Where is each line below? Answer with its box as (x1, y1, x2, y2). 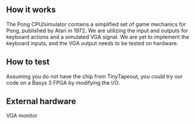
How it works (6, 5, 56, 15)
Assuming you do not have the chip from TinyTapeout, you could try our (6, 73, 183, 80)
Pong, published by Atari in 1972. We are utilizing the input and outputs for (6, 27, 188, 34)
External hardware (6, 97, 76, 107)
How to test (6, 57, 49, 67)
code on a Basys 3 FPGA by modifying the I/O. (6, 79, 120, 86)
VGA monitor (6, 112, 38, 119)
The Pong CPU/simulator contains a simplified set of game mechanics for (6, 20, 186, 27)
